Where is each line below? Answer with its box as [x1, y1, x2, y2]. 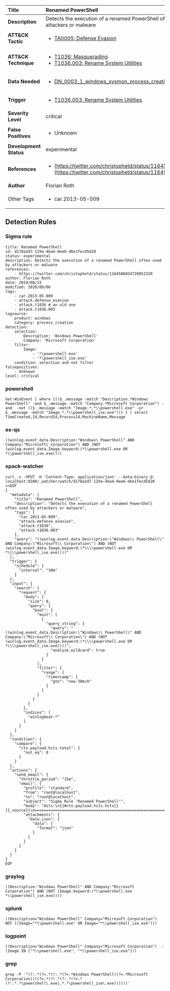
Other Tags [8, 196, 34, 202]
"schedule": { [14, 563, 44, 568]
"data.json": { [27, 816, 60, 822]
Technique [8, 59, 34, 67]
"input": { [10, 581, 33, 586]
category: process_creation [14, 320, 73, 325]
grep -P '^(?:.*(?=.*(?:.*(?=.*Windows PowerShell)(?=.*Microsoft [5, 972, 148, 977]
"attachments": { [23, 812, 60, 817]
